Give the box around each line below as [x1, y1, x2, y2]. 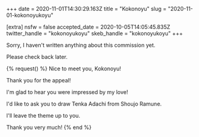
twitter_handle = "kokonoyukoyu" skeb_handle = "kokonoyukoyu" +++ [6, 30, 183, 37]
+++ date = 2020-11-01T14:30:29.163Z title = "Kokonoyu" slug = [6, 5, 167, 12]
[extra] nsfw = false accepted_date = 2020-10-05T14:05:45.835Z [6, 24, 170, 30]
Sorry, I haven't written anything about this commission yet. [6, 42, 156, 48]
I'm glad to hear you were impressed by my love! [6, 89, 128, 96]
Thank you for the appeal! [6, 77, 71, 84]
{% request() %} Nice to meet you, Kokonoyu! [6, 65, 122, 72]
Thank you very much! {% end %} [6, 124, 92, 131]
